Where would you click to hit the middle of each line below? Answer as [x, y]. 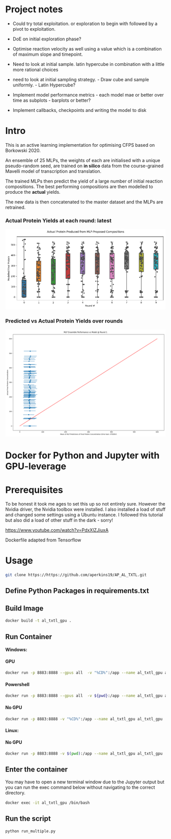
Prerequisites [34, 490]
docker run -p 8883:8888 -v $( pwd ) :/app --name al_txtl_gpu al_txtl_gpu [84, 754]
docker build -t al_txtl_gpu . [38, 621]
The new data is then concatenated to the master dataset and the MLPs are [84, 202]
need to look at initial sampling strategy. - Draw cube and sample [81, 79]
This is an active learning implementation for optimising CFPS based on [80, 145]
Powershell [17, 684]
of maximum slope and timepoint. [48, 54]
